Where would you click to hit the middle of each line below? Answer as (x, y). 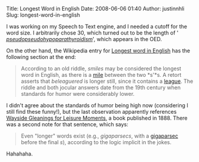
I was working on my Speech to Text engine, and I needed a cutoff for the (97, 27)
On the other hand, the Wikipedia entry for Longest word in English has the (98, 51)
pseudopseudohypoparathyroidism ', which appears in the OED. (84, 39)
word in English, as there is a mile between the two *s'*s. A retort (101, 75)
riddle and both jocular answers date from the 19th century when (101, 88)
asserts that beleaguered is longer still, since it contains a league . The (107, 81)
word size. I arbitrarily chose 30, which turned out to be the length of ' (92, 33)
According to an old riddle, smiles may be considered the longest (101, 68)
